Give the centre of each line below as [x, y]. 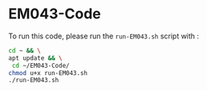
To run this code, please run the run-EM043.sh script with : [103, 36]
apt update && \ [35, 58]
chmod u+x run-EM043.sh [48, 73]
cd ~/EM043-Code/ [41, 65]
